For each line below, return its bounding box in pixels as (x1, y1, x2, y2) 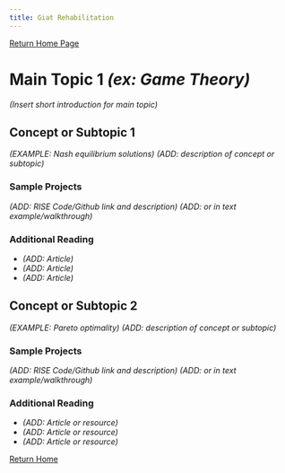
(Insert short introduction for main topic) (9, 99, 159, 109)
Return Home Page (9, 38, 80, 48)
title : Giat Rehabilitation (9, 13, 115, 22)
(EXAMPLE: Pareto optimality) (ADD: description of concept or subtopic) (9, 322, 277, 333)
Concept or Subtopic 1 (9, 125, 136, 140)
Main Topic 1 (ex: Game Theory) (9, 69, 251, 90)
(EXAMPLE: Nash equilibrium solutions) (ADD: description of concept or (9, 149, 275, 160)
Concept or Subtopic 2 (9, 298, 138, 314)
